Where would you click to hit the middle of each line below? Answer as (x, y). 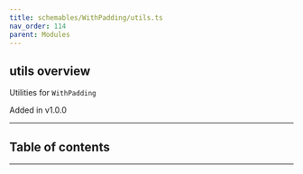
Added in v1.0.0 (38, 110)
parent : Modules (40, 34)
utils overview (50, 71)
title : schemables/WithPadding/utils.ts (87, 18)
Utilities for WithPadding (53, 93)
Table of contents (60, 147)
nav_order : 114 (38, 26)
